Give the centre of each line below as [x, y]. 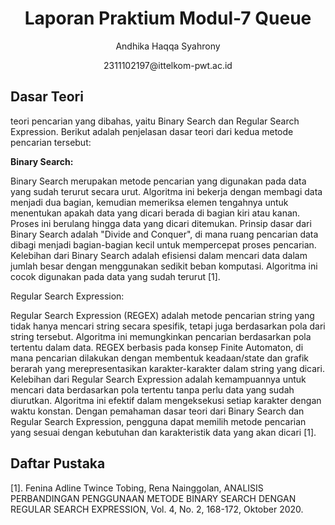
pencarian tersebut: [51, 142]
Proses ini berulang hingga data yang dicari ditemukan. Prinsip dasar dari [161, 223]
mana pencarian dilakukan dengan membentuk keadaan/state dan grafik [160, 358]
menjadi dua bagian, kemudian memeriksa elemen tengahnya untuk [149, 202]
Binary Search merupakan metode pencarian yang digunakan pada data [158, 181]
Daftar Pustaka [58, 463]
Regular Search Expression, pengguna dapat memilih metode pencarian [158, 421]
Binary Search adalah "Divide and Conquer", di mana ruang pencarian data [164, 234]
